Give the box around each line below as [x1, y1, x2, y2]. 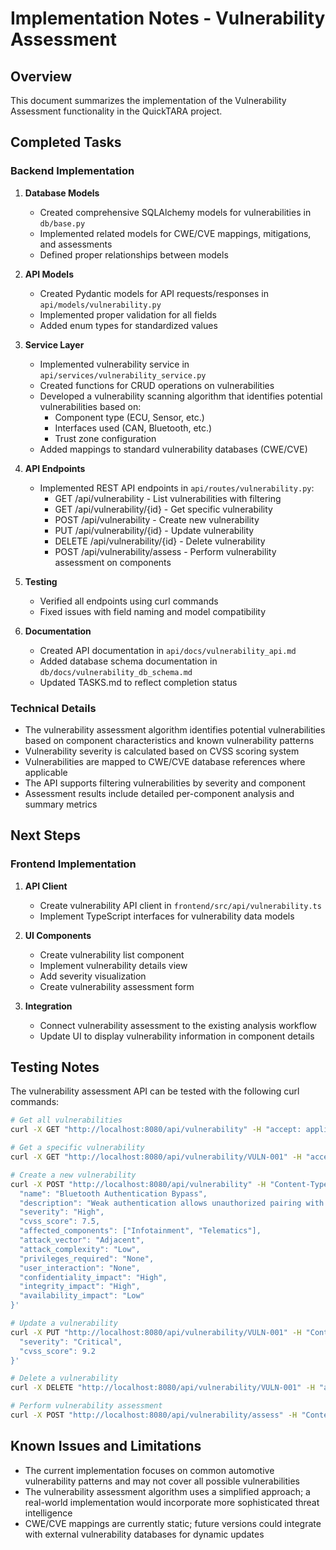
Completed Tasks [10, 134, 122, 151]
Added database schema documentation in [39, 655, 218, 667]
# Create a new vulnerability [10, 1170, 137, 1180]
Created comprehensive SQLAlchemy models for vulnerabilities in [39, 206, 312, 218]
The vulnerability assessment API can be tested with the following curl [10, 1085, 300, 1097]
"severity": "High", [19, 1207, 105, 1217]
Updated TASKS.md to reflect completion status [39, 676, 238, 688]
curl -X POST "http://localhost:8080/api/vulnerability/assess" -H [10, 1410, 298, 1421]
